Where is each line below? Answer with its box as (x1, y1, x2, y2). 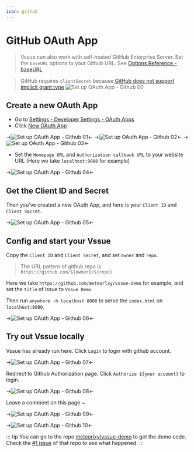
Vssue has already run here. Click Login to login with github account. (6, 347, 171, 354)
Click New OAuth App (14, 122, 67, 129)
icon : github (6, 8, 38, 15)
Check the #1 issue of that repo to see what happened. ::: (6, 439, 144, 446)
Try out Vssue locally (6, 332, 85, 342)
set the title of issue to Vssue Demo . (6, 286, 93, 292)
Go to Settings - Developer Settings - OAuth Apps (14, 116, 134, 123)
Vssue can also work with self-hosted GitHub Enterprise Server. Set (20, 53, 183, 60)
